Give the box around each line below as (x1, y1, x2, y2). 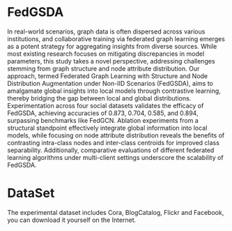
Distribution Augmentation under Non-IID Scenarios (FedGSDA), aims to (7, 79, 214, 87)
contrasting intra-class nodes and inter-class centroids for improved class (7, 138, 219, 147)
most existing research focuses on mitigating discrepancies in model (7, 50, 205, 58)
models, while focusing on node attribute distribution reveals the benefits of (7, 131, 225, 140)
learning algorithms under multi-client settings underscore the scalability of (7, 153, 224, 161)
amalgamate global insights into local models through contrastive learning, (7, 87, 221, 95)
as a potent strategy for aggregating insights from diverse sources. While (7, 42, 217, 50)
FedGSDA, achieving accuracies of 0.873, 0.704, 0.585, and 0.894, (7, 109, 199, 117)
